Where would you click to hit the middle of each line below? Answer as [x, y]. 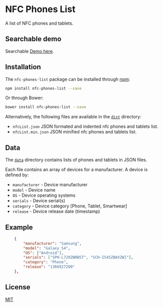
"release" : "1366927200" [49, 267]
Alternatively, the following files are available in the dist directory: [73, 117]
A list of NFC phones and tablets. [39, 23]
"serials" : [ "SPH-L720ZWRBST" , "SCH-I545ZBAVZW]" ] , [78, 258]
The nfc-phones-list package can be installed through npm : [68, 79]
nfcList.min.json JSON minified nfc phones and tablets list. [74, 132]
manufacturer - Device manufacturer [50, 185]
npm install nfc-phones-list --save [43, 88]
